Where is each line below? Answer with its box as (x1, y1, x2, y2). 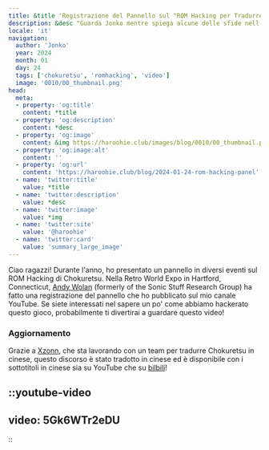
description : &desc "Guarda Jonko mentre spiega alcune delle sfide (8, 19, 242, 27)
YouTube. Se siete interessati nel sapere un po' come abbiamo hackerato (8, 298, 249, 309)
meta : (15, 94, 34, 102)
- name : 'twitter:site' (15, 221, 94, 229)
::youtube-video (8, 386, 92, 399)
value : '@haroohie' (22, 228, 88, 237)
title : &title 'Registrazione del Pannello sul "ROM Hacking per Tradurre (8, 11, 263, 20)
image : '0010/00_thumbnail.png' (15, 79, 124, 87)
